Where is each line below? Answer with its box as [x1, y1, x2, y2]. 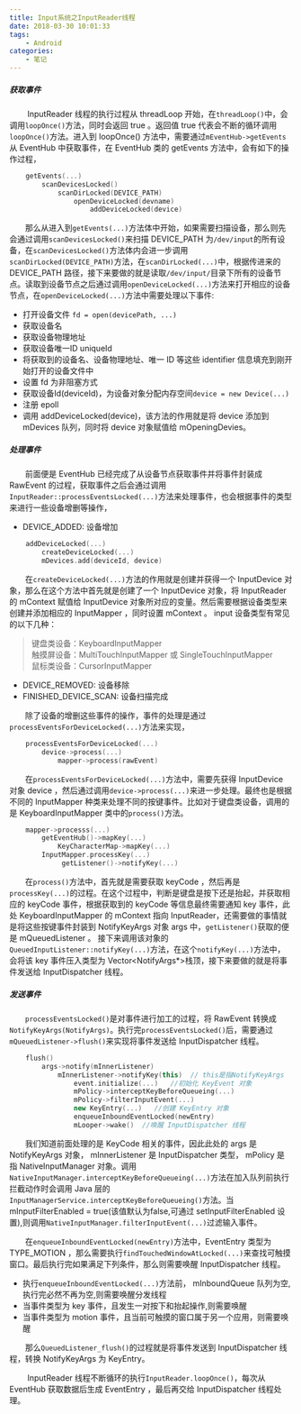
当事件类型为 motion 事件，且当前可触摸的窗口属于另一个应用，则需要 [22, 1311, 281, 1322]
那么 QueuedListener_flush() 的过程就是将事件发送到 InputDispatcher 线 [25, 1342, 288, 1353]
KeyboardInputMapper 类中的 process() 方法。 [19, 807, 189, 818]
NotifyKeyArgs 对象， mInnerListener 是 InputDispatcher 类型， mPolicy [9, 1149, 276, 1160]
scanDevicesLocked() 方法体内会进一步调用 [32, 245, 189, 256]
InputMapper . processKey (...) [41, 851, 151, 860]
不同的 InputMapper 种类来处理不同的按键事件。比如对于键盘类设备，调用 [9, 796, 282, 807]
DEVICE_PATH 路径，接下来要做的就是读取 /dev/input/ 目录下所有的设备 [9, 268, 274, 278]
